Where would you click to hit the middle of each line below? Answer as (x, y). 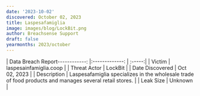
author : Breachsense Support (42, 34)
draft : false (22, 39)
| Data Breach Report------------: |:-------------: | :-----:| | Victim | (88, 61)
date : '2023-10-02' (30, 12)
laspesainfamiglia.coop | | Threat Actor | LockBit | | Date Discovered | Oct (96, 68)
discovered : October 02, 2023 (44, 17)
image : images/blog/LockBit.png (46, 28)
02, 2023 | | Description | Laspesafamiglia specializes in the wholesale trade (100, 74)
